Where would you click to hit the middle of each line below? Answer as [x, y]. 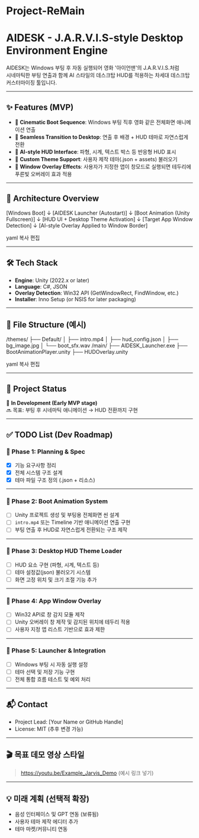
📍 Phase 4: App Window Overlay [54, 601]
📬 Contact [27, 704]
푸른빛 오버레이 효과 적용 [43, 174]
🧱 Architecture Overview [53, 199]
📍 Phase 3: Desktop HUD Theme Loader [64, 551]
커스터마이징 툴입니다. [32, 83]
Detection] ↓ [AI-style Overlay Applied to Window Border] [77, 225]
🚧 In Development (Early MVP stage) [52, 403]
